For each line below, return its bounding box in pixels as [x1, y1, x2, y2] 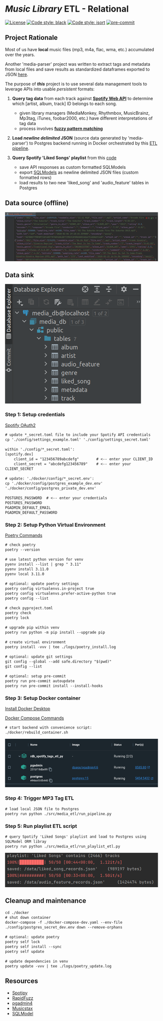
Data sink [5, 271, 34, 279]
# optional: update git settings [5, 654, 73, 659]
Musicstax [12, 1005, 33, 1011]
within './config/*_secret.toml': [5, 447, 75, 452]
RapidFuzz [12, 995, 33, 1001]
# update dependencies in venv [5, 959, 68, 964]
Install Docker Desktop [5, 706, 50, 712]
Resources [5, 977, 38, 985]
